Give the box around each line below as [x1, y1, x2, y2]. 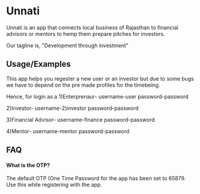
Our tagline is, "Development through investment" [6, 42, 129, 49]
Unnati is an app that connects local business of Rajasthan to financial [6, 24, 179, 31]
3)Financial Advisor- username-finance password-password [6, 116, 155, 123]
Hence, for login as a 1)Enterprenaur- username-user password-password [6, 93, 189, 100]
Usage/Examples [6, 59, 71, 69]
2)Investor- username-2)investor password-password [6, 104, 139, 112]
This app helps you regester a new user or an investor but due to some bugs [6, 75, 194, 82]
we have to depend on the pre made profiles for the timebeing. [6, 81, 161, 88]
